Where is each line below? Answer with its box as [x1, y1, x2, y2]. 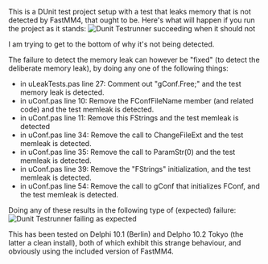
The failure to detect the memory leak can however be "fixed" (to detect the [8, 55, 260, 64]
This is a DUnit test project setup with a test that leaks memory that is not [8, 7, 252, 16]
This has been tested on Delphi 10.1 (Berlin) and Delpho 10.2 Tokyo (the [8, 229, 244, 239]
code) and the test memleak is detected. [19, 104, 155, 114]
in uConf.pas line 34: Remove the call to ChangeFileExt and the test [19, 130, 244, 140]
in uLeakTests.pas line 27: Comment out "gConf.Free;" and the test [19, 79, 241, 88]
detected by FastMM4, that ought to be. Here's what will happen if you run [8, 15, 255, 25]
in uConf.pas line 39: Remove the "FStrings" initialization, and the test [19, 164, 251, 173]
